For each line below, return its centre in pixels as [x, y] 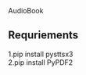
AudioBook [26, 11]
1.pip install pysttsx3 [41, 54]
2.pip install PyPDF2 [41, 62]
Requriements [43, 36]
